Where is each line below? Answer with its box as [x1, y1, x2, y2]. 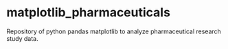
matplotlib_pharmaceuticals [6, 5, 171, 20]
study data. [6, 34, 38, 42]
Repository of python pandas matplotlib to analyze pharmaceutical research [6, 27, 221, 35]
